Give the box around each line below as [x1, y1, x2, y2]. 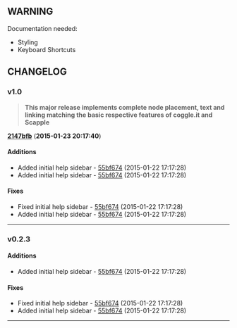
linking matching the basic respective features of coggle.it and [24, 111, 213, 119]
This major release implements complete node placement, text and [24, 103, 225, 111]
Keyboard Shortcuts [17, 45, 76, 53]
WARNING [7, 6, 54, 18]
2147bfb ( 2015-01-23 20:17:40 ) [7, 132, 102, 140]
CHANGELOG [7, 66, 67, 78]
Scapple [24, 118, 50, 126]
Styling [17, 38, 39, 46]
